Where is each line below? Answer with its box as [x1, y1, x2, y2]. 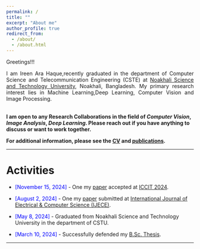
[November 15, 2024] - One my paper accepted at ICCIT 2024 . [14, 183, 169, 191]
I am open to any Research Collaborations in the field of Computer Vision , [6, 113, 192, 120]
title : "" [6, 14, 31, 20]
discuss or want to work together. [6, 126, 92, 133]
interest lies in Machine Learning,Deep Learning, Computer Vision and [6, 89, 194, 96]
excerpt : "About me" [6, 20, 58, 26]
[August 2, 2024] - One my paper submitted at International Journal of [14, 195, 187, 202]
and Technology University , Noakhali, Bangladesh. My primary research [6, 82, 194, 89]
